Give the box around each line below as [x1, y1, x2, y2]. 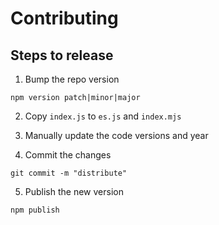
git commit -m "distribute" [10, 168, 128, 178]
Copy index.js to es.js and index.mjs [24, 110, 182, 122]
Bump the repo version [24, 73, 120, 85]
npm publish [10, 205, 60, 215]
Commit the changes [24, 149, 112, 161]
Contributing [10, 7, 119, 30]
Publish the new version [24, 186, 124, 197]
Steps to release [10, 47, 114, 64]
